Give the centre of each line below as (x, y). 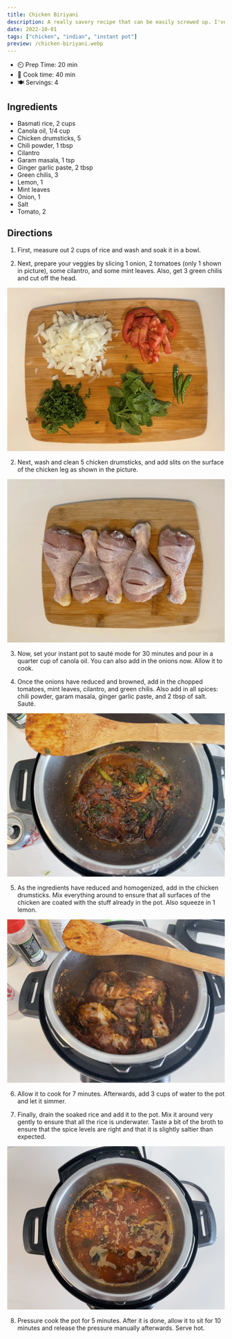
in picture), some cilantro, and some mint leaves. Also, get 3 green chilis (119, 270)
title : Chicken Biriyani (43, 15)
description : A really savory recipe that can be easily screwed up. (109, 22)
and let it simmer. (42, 1101)
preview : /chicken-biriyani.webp (55, 44)
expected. (31, 1136)
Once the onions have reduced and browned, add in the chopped (110, 682)
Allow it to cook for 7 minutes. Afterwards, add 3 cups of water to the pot (121, 1094)
